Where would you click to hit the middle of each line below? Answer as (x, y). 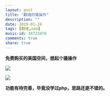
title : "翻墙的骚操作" (27, 15)
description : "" (22, 19)
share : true (18, 43)
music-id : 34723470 (26, 34)
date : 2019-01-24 (24, 24)
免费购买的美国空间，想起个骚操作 (41, 58)
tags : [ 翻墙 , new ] (23, 29)
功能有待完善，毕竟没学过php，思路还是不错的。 (57, 88)
